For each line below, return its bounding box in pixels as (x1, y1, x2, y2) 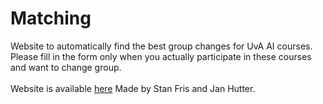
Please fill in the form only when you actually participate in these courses (10, 50, 312, 62)
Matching (10, 7, 92, 30)
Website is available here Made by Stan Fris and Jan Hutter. (10, 82, 256, 94)
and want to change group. (10, 61, 122, 73)
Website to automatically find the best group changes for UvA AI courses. (10, 40, 313, 52)
